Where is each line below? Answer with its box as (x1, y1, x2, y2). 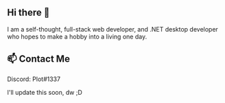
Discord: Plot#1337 (7, 75, 60, 83)
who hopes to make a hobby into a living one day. (7, 32, 147, 41)
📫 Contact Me (7, 53, 71, 65)
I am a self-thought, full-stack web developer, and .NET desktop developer (7, 25, 218, 33)
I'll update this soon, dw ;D (7, 88, 82, 96)
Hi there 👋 (7, 7, 50, 19)
